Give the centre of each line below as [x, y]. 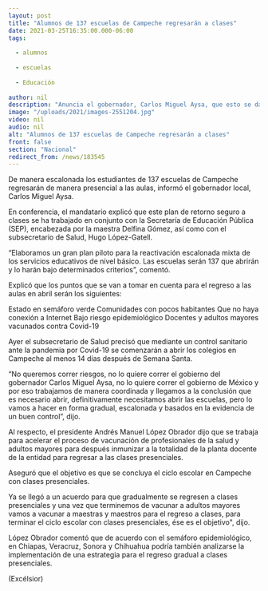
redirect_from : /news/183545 [57, 157]
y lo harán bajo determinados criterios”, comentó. [89, 270]
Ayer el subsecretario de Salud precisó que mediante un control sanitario [128, 342]
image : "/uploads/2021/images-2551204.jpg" [82, 113]
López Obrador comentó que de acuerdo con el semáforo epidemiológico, [130, 538]
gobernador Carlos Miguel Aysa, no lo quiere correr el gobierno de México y [134, 383]
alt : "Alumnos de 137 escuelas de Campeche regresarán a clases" [119, 134]
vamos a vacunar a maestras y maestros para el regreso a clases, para [124, 514]
